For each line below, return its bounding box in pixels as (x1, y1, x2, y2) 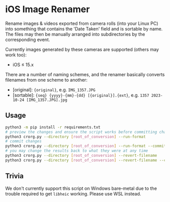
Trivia (5, 172, 24, 181)
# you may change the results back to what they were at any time (5, 148, 148, 153)
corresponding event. (5, 37, 50, 43)
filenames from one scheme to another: (5, 77, 88, 83)
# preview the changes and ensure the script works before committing (5, 129, 157, 134)
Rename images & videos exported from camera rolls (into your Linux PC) (5, 20, 158, 26)
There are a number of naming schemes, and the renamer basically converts (5, 71, 165, 77)
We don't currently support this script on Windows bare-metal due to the (5, 185, 157, 191)
